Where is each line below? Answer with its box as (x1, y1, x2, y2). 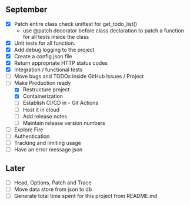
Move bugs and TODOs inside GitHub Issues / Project (14, 73, 144, 80)
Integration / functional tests (14, 66, 83, 73)
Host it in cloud (22, 106, 60, 113)
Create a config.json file (14, 53, 72, 59)
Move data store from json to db (14, 186, 92, 193)
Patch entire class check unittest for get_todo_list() (14, 20, 138, 27)
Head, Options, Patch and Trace (14, 179, 92, 186)
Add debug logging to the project (14, 46, 95, 53)
